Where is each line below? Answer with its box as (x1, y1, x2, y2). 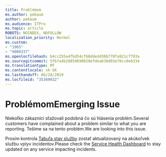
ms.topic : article (5, 26, 43, 31)
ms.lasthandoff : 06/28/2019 (5, 72, 64, 77)
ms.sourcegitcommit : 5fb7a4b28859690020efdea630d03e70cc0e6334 (5, 58, 140, 63)
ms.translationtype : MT (5, 63, 55, 68)
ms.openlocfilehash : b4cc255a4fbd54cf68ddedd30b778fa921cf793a (5, 53, 140, 59)
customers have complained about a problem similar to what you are (5, 120, 146, 126)
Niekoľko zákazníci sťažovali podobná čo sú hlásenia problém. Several (5, 115, 149, 121)
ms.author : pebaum (5, 12, 43, 17)
